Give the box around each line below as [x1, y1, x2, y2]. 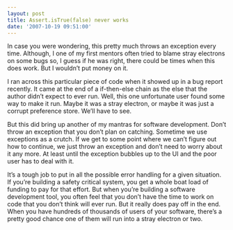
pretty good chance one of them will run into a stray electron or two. [7, 215, 203, 223]
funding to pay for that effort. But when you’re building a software [7, 185, 196, 194]
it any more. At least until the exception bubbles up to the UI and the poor [7, 150, 217, 158]
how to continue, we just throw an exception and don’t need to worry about [7, 143, 223, 151]
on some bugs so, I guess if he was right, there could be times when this [7, 57, 216, 65]
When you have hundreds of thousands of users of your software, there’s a [7, 207, 223, 215]
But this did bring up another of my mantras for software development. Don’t [7, 121, 227, 129]
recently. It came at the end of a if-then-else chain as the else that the [7, 85, 207, 94]
